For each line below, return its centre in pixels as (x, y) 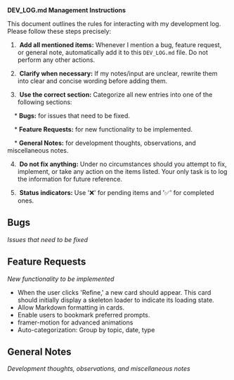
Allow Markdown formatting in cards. (71, 307)
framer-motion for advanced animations (75, 322)
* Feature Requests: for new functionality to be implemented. (103, 129)
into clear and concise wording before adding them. (92, 81)
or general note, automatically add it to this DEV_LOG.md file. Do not (113, 52)
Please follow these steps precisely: (59, 31)
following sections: (45, 102)
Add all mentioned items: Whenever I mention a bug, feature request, (121, 45)
